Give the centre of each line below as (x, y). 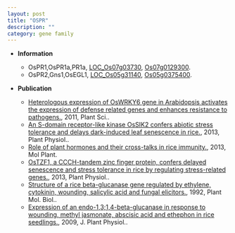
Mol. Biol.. (43, 200)
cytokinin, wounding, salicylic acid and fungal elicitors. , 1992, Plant (125, 192)
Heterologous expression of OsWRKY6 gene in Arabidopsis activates (128, 102)
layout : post (26, 14)
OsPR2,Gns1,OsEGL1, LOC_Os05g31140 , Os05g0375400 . (110, 75)
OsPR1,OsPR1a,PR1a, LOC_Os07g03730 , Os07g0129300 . (109, 67)
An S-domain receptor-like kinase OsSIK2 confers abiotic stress (120, 125)
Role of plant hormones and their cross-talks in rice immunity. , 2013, (127, 147)
